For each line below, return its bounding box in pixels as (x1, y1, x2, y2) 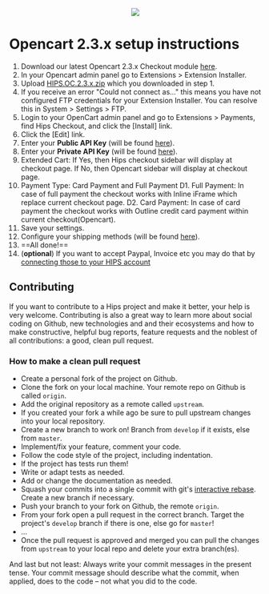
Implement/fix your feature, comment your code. (20, 442, 182, 452)
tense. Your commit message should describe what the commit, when (9, 568, 239, 578)
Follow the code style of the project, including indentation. (20, 451, 213, 460)
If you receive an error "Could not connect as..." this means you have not (20, 86, 262, 96)
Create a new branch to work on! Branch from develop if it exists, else (20, 425, 251, 435)
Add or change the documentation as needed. (20, 476, 173, 486)
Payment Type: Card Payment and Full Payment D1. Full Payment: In (20, 180, 244, 190)
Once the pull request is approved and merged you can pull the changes (20, 536, 259, 545)
